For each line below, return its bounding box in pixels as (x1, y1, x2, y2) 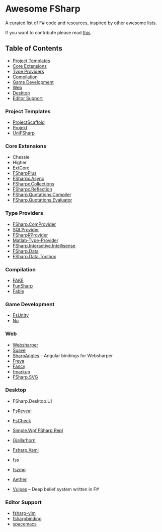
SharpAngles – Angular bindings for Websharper (12, 352, 113, 359)
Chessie (12, 154, 30, 160)
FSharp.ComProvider (12, 221, 56, 227)
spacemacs (12, 521, 37, 527)
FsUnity (12, 312, 29, 318)
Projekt (12, 125, 28, 131)
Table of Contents (5, 44, 63, 53)
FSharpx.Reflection (12, 186, 52, 192)
